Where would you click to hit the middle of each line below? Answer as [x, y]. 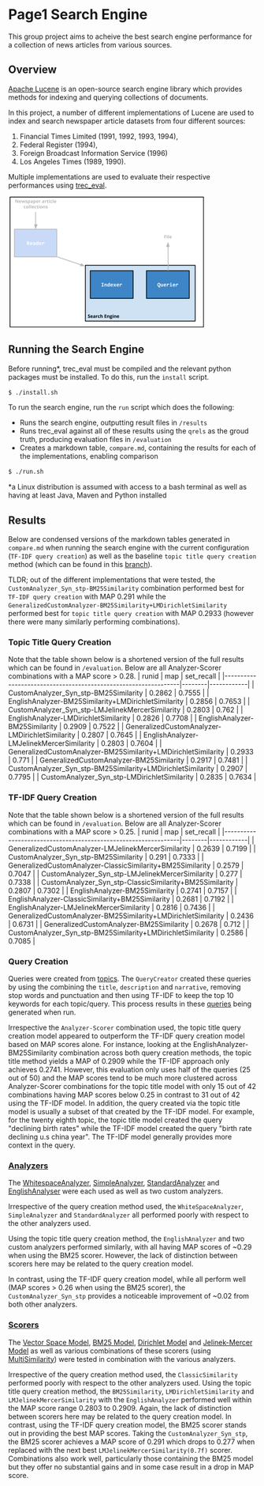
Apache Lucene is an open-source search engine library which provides [125, 89]
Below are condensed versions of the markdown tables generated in [119, 539]
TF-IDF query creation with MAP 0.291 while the [87, 597]
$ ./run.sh [26, 472]
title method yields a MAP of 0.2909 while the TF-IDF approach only [119, 1061]
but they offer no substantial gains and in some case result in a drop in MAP [131, 1467]
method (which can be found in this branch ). [80, 565]
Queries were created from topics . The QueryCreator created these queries [130, 979]
